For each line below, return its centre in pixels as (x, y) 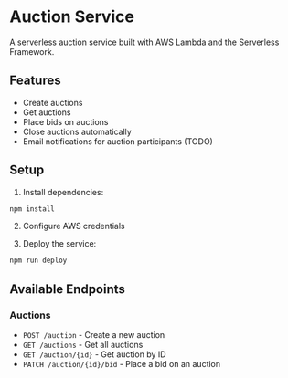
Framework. (32, 51)
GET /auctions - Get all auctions (83, 345)
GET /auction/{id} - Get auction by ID (94, 354)
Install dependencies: (63, 192)
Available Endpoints (68, 289)
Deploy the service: (59, 244)
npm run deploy (38, 261)
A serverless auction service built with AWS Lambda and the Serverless (144, 42)
